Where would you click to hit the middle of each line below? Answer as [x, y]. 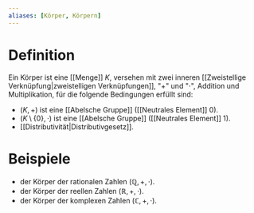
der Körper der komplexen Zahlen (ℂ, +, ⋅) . [88, 200]
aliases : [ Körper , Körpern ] [55, 16]
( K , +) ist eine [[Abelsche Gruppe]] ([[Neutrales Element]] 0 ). [119, 109]
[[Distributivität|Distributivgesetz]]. [76, 126]
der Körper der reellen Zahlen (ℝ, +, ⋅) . [82, 191]
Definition [42, 55]
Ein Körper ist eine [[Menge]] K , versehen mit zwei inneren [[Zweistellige [127, 77]
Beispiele [39, 158]
